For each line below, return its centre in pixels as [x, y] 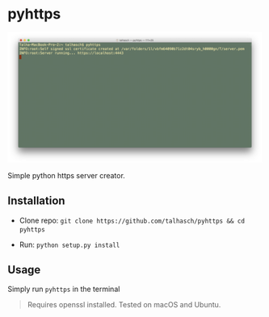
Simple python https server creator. [67, 175]
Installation [36, 201]
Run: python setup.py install [69, 244]
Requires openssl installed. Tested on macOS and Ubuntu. [124, 305]
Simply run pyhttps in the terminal [64, 289]
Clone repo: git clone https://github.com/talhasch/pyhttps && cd [132, 220]
